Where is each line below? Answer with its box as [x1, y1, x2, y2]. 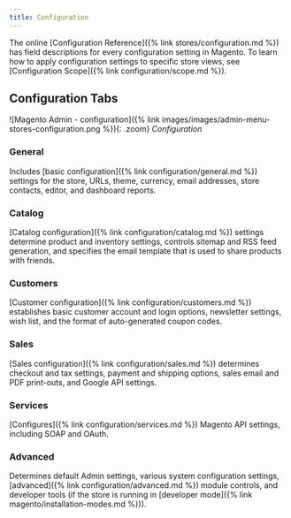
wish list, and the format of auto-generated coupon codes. [9, 316, 223, 327]
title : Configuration [9, 12, 89, 22]
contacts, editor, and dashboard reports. [9, 185, 157, 195]
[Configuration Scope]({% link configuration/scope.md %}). [9, 65, 227, 76]
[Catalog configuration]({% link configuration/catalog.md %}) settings [9, 227, 264, 238]
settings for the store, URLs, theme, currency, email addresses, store [9, 175, 260, 186]
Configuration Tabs [9, 91, 119, 106]
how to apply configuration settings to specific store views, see [9, 56, 241, 66]
